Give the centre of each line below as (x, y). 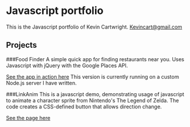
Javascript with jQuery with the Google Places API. (67, 65)
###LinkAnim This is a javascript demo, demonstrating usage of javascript (95, 94)
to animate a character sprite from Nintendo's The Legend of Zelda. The (93, 100)
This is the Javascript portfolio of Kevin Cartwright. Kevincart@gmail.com (94, 27)
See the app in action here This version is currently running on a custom (93, 76)
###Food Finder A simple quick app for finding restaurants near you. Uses (95, 59)
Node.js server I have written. (41, 83)
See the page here (28, 118)
